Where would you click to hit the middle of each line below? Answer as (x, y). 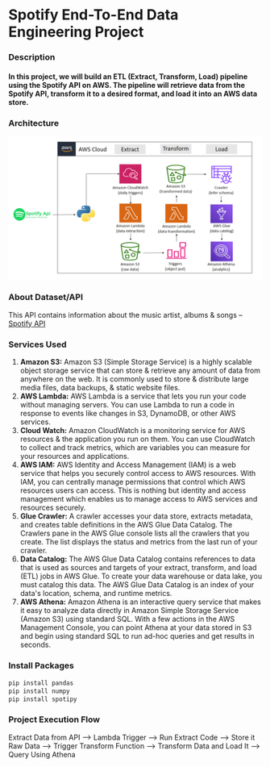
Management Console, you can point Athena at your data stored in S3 (136, 627)
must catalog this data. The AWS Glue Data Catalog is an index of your (137, 585)
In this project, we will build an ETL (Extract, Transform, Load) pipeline (128, 76)
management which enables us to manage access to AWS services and (139, 499)
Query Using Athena (42, 754)
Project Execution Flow (54, 719)
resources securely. (53, 508)
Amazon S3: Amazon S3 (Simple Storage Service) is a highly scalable (136, 362)
